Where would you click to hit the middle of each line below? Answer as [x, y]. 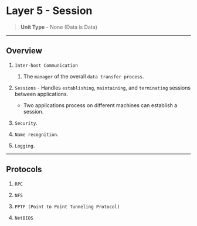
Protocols [24, 169]
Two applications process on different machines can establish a [100, 105]
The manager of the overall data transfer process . [84, 76]
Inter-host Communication [46, 66]
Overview [24, 51]
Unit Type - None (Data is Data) [59, 27]
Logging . [25, 145]
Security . [26, 123]
